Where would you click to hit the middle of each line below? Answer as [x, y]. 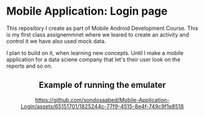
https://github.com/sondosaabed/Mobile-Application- [102, 100]
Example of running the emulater [102, 85]
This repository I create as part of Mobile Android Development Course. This [102, 28]
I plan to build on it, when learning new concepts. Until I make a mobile [95, 53]
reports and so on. [30, 66]
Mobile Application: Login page [87, 11]
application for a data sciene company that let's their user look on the [93, 59]
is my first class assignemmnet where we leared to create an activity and [98, 34]
